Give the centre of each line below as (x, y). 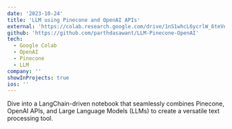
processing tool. (30, 119)
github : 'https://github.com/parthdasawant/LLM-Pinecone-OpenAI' (103, 33)
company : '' (24, 71)
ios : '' (18, 84)
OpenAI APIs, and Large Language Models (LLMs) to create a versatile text (113, 111)
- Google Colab (35, 46)
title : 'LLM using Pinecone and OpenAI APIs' (74, 20)
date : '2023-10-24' (35, 13)
